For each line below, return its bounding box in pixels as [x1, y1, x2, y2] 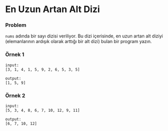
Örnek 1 [5, 51, 24, 58]
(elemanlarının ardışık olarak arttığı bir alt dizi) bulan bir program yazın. [5, 38, 152, 45]
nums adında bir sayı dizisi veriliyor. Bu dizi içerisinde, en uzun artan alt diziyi [5, 33, 163, 39]
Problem [5, 22, 27, 29]
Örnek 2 [5, 92, 25, 99]
